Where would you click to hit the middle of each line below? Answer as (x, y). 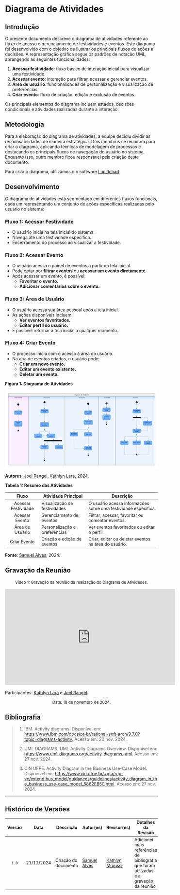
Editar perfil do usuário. (44, 325)
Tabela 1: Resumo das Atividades (39, 485)
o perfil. (96, 532)
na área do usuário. (108, 544)
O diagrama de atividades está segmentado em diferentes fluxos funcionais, (81, 199)
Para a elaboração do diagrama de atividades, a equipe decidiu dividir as (78, 136)
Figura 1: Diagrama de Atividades (39, 384)
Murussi (115, 865)
